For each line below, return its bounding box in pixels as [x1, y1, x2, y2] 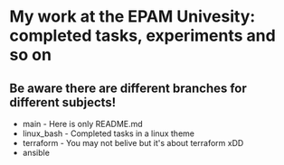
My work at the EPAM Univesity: [9, 6, 256, 27]
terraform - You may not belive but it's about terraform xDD [22, 138, 244, 148]
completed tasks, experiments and [9, 25, 276, 46]
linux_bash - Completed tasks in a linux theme [22, 128, 194, 139]
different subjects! [9, 95, 117, 110]
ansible [22, 147, 50, 158]
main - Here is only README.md [22, 119, 143, 129]
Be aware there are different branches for [9, 80, 247, 96]
